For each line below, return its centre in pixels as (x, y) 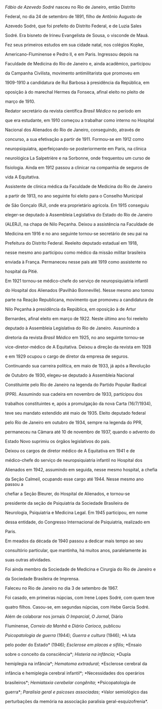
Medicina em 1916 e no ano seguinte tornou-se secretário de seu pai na (76, 234)
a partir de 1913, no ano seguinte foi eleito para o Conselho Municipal (74, 196)
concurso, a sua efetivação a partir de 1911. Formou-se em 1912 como (74, 139)
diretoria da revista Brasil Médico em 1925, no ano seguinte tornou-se (75, 337)
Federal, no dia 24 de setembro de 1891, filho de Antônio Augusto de (73, 16)
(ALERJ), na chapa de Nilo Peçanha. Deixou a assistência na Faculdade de (79, 224)
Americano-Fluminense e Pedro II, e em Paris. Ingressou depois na (72, 54)
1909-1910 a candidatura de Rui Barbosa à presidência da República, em (77, 83)
